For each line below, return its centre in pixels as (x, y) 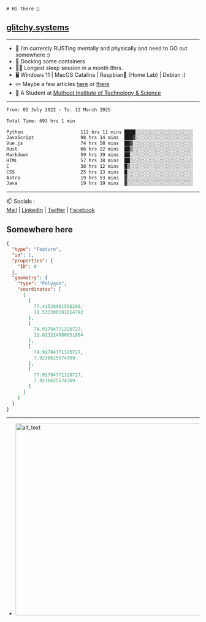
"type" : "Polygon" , (42, 284)
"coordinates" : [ (40, 289)
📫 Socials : (21, 201)
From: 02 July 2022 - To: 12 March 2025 (59, 110)
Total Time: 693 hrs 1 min (41, 121)
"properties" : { (32, 261)
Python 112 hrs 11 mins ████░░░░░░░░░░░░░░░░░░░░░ (100, 132)
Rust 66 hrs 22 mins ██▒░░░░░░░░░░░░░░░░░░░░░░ (100, 149)
